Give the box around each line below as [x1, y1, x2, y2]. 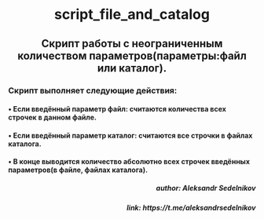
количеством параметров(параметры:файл [16, 49, 247, 62]
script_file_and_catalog [53, 5, 211, 24]
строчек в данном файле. [8, 112, 97, 123]
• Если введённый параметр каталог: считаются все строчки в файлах [8, 130, 253, 140]
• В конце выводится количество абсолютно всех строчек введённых [8, 157, 250, 167]
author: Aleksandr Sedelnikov [156, 183, 256, 192]
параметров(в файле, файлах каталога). [8, 165, 148, 174]
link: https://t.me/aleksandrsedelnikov [126, 203, 256, 213]
